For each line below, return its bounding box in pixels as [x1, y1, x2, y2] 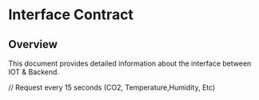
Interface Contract [8, 6, 134, 24]
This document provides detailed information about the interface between [8, 58, 252, 68]
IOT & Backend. [8, 67, 60, 77]
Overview [8, 38, 58, 51]
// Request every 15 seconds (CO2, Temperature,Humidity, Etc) [8, 82, 216, 92]
